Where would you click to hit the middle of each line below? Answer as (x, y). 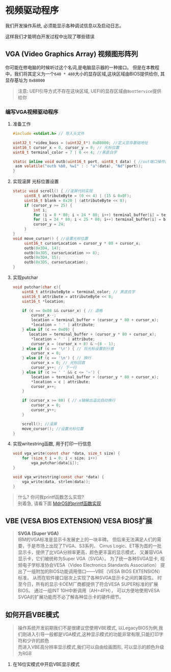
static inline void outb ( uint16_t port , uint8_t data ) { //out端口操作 (89, 161)
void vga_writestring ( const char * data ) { (58, 477)
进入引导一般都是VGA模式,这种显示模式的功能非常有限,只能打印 (93, 634)
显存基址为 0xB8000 (25, 80)
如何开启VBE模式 (32, 615)
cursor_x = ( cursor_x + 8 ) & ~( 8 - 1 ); (74, 344)
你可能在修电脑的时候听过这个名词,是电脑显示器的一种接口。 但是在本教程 (82, 67)
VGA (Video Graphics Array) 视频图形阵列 (72, 54)
